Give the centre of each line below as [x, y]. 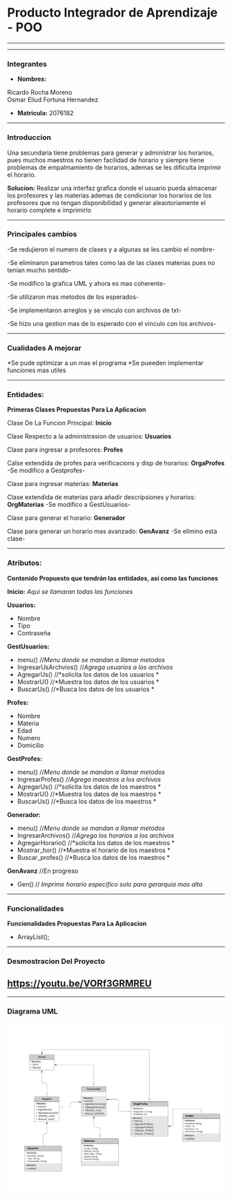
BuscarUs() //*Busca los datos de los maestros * [87, 801]
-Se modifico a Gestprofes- [46, 470]
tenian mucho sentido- [39, 270]
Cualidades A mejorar [44, 348]
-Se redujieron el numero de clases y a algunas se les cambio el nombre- [111, 249]
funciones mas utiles [37, 370]
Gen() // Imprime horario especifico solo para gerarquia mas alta [110, 884]
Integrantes [27, 64]
